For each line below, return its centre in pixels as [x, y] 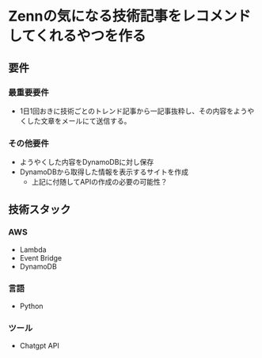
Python [31, 307]
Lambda [33, 249]
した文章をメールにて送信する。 [79, 120]
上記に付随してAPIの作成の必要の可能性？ [99, 182]
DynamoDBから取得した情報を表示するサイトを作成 [104, 172]
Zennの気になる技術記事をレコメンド [130, 16]
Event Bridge [41, 257]
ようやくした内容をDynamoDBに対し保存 [87, 162]
